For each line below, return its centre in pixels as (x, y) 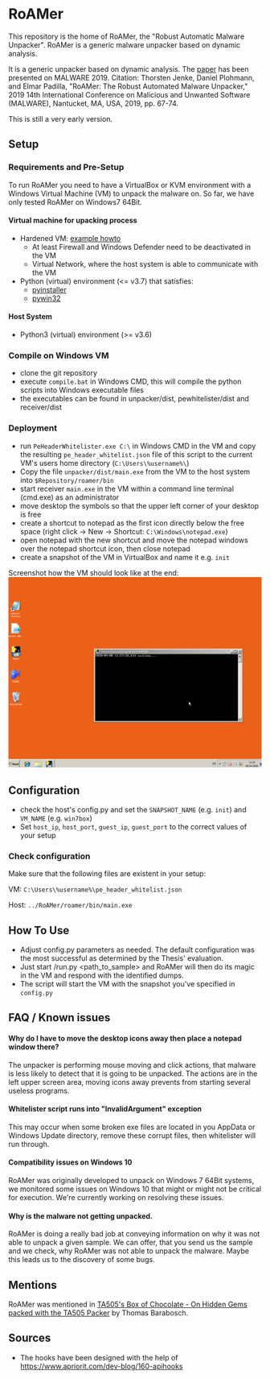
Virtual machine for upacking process (73, 220)
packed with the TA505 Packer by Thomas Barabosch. (98, 1313)
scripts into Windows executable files (82, 390)
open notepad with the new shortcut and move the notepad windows (134, 540)
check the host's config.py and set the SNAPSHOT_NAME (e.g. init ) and (133, 809)
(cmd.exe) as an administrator (70, 497)
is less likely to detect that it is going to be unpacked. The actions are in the (133, 1074)
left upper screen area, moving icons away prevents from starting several (129, 1082)
